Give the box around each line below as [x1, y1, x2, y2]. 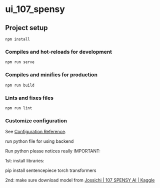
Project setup [5, 24, 48, 32]
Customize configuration [5, 117, 67, 124]
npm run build [5, 83, 35, 88]
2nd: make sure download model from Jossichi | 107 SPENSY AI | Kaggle [5, 177, 155, 183]
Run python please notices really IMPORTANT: [5, 148, 101, 154]
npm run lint [5, 105, 32, 111]
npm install [5, 37, 30, 42]
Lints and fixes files [5, 94, 54, 101]
